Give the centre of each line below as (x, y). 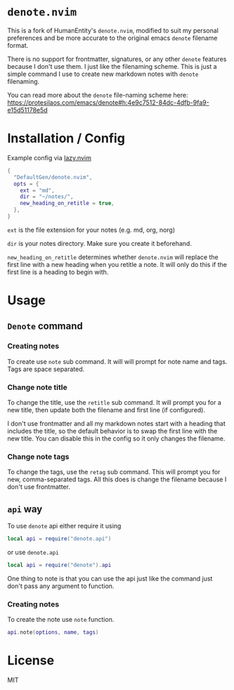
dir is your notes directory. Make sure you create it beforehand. (99, 243)
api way (25, 509)
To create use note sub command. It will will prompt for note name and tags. (117, 361)
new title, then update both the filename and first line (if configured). (106, 410)
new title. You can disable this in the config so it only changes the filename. (116, 438)
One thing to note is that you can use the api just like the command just (110, 578)
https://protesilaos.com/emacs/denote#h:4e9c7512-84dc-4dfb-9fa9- (108, 102)
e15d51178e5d (27, 110)
